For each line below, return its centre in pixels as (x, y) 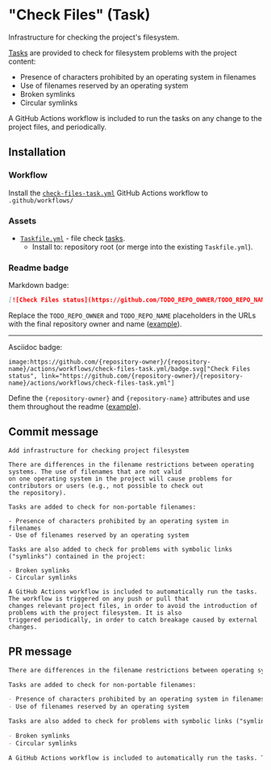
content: (22, 61)
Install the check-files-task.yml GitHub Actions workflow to (108, 193)
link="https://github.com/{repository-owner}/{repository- (142, 377)
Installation (37, 152)
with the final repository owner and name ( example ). (95, 324)
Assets (23, 221)
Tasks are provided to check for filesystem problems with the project (123, 52)
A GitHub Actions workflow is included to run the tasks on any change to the (135, 118)
